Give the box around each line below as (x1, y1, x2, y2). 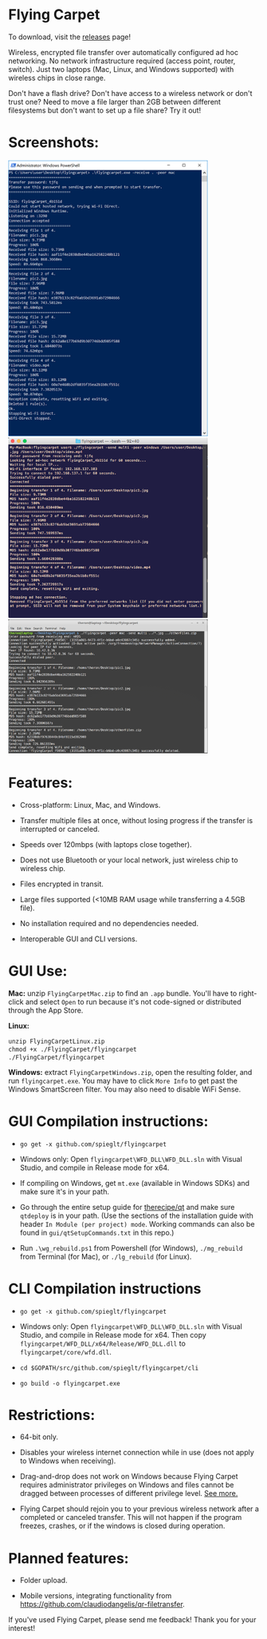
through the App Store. (8, 1005, 84, 1015)
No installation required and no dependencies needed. (19, 918, 199, 928)
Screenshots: (8, 133, 100, 152)
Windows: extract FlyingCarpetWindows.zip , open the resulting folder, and (8, 1067, 253, 1076)
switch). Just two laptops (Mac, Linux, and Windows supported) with (8, 64, 234, 74)
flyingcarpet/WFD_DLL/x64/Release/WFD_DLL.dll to (19, 1339, 186, 1348)
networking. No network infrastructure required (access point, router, (8, 56, 236, 66)
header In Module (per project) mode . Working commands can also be (19, 1219, 255, 1228)
